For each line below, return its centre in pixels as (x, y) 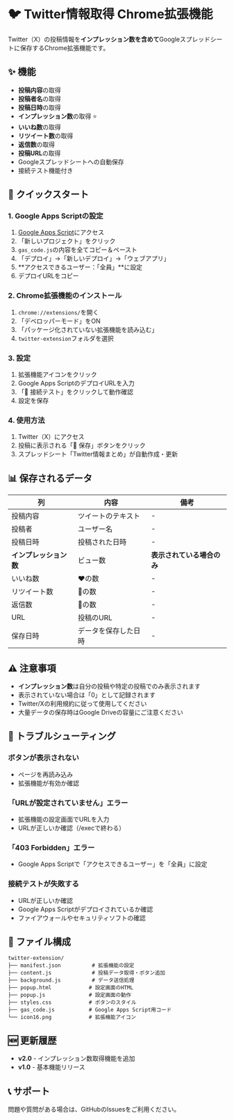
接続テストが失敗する (43, 884)
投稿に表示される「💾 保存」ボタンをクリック (82, 445)
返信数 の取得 (36, 144)
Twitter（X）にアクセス (51, 437)
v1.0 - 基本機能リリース (51, 1067)
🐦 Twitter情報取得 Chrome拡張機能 (111, 14)
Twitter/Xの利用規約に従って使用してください (82, 703)
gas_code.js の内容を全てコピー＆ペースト (77, 250)
